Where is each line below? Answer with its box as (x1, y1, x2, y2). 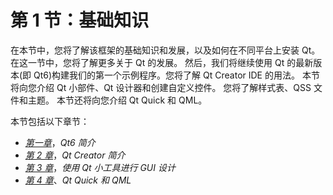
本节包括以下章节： (10, 115, 90, 127)
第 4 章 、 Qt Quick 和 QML (24, 174, 132, 186)
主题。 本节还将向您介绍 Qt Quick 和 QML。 (27, 94, 208, 106)
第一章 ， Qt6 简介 (24, 136, 96, 148)
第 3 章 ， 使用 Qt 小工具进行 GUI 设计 (24, 161, 176, 173)
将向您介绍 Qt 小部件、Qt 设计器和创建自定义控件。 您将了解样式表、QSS (10, 81, 312, 93)
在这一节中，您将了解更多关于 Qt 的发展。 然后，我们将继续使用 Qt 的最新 (10, 56, 314, 68)
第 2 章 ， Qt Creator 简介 (24, 149, 126, 161)
